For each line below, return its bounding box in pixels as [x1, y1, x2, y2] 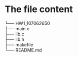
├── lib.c [5, 31, 25, 37]
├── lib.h [5, 36, 25, 42]
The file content [5, 4, 73, 15]
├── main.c [5, 25, 30, 31]
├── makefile [5, 41, 33, 47]
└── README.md [5, 47, 42, 53]
